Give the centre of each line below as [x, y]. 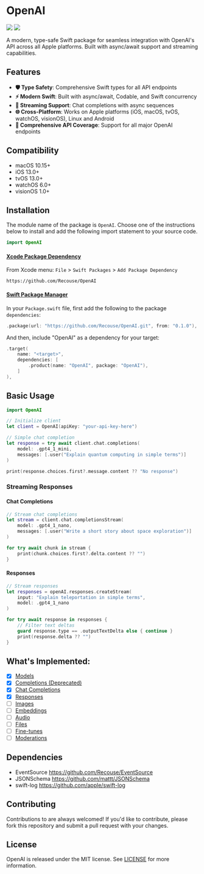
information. [22, 865]
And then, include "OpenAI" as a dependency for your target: [83, 337]
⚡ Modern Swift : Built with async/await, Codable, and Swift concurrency [106, 96]
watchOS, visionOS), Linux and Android [65, 118]
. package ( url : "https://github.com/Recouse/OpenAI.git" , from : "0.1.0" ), [102, 326]
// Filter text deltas [46, 625]
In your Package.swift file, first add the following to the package [86, 308]
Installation [28, 210]
